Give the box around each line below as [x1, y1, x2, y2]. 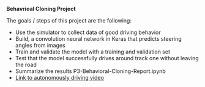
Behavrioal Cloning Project [6, 5, 76, 12]
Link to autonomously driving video [15, 74, 104, 81]
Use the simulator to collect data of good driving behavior [15, 29, 161, 36]
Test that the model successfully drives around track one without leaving [15, 55, 199, 61]
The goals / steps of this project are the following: [6, 17, 132, 24]
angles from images [15, 42, 65, 49]
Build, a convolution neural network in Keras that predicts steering [15, 35, 182, 42]
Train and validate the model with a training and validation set [15, 48, 170, 55]
